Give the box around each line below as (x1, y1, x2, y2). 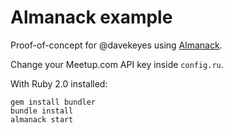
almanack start (10, 114, 74, 125)
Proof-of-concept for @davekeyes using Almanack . (10, 39, 223, 51)
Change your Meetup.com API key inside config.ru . (10, 58, 224, 70)
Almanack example (10, 6, 173, 29)
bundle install (10, 106, 74, 116)
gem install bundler (10, 97, 97, 107)
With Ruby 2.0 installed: (10, 77, 108, 90)
